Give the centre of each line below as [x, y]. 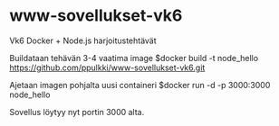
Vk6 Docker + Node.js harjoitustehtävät [83, 40]
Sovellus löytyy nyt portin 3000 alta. [77, 112]
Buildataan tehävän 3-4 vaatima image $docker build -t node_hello [134, 58]
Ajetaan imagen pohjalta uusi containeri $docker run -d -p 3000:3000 [140, 85]
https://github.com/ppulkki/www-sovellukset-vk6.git [107, 67]
